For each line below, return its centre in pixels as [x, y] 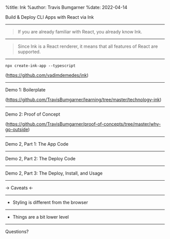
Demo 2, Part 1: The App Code [37, 144]
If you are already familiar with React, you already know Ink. [80, 32]
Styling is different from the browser [50, 202]
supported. [29, 52]
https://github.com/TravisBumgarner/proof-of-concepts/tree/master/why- [84, 124]
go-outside [17, 129]
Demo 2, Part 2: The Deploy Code [40, 159]
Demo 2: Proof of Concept [33, 114]
